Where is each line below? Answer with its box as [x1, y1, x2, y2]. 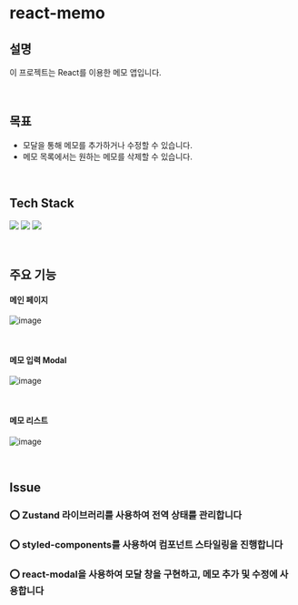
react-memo [9, 3, 106, 24]
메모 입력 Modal [9, 354, 67, 366]
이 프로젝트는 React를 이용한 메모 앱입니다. [9, 67, 162, 77]
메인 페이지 [9, 294, 48, 305]
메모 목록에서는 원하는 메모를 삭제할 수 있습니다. [22, 151, 193, 162]
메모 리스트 [9, 415, 48, 426]
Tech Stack [9, 196, 74, 211]
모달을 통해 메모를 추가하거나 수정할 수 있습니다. [22, 139, 193, 150]
